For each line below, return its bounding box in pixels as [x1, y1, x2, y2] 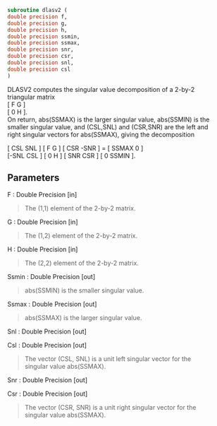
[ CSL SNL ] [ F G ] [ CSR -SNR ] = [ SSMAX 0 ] [7, 143, 144, 152]
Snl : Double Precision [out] [7, 327, 87, 336]
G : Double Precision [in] [7, 218, 78, 226]
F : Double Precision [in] [7, 191, 77, 199]
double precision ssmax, [7, 40, 80, 47]
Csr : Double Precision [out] [7, 389, 88, 398]
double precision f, [7, 13, 68, 20]
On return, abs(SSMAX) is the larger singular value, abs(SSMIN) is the [7, 115, 210, 124]
